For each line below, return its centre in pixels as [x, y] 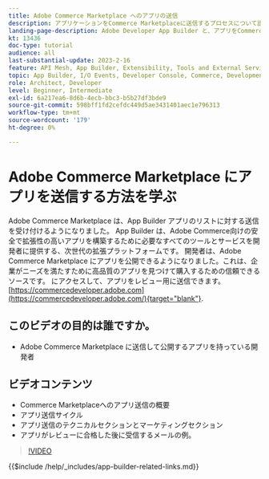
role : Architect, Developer [55, 83]
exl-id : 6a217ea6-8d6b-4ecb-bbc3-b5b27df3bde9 [87, 98]
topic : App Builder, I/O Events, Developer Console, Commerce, [116, 75]
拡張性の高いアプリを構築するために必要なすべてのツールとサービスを [138, 241]
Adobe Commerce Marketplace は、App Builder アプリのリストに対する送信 [134, 221]
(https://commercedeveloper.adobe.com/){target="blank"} [105, 298]
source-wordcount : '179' [50, 120]
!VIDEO [40, 451]
